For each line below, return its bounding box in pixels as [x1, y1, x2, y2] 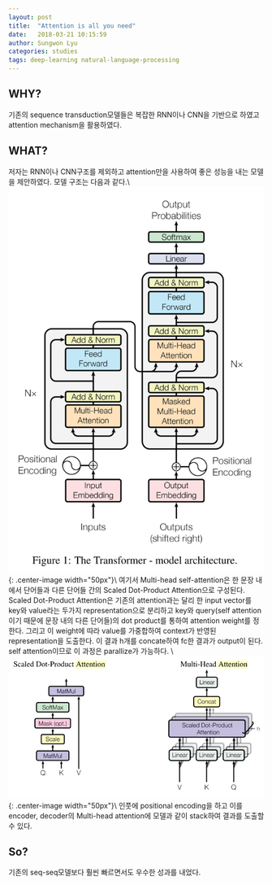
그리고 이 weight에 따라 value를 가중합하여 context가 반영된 [25, 626, 217, 635]
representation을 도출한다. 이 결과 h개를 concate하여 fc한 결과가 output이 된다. [8, 635, 264, 646]
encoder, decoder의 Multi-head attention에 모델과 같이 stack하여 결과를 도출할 [8, 810, 265, 821]
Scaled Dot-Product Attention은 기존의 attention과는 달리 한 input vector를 [8, 595, 252, 605]
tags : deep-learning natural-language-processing [8, 56, 180, 64]
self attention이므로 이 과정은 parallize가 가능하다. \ [8, 646, 174, 656]
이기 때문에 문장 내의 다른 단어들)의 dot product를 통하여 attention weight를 [8, 615, 252, 626]
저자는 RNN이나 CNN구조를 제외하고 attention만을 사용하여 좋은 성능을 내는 [8, 167, 249, 177]
